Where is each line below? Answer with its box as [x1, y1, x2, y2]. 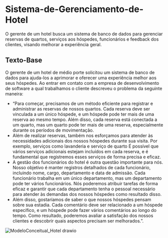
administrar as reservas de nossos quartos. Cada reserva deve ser [12, 105, 150, 111]
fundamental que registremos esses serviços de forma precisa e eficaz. [12, 154, 161, 160]
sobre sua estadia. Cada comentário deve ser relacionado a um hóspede [12, 202, 163, 208]
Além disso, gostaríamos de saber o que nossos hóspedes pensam [12, 196, 151, 202]
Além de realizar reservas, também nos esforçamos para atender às [12, 132, 153, 139]
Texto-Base [5, 56, 43, 65]
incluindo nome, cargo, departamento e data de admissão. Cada [12, 170, 145, 176]
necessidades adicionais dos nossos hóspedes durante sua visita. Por [12, 138, 158, 144]
